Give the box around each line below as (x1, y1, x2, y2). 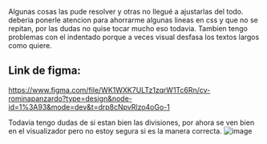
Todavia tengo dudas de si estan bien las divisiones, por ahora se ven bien (8, 118, 255, 127)
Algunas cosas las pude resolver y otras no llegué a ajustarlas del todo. (8, 7, 244, 16)
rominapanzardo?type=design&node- (8, 94, 132, 103)
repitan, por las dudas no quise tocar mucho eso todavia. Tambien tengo (8, 24, 249, 33)
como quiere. (8, 41, 52, 50)
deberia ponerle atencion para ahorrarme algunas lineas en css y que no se (8, 15, 258, 25)
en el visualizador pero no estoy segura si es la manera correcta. (8, 126, 222, 135)
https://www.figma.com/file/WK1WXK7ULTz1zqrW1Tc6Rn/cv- (8, 85, 211, 94)
